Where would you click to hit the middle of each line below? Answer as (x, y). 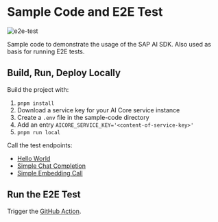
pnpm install (36, 103)
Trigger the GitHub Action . (44, 211)
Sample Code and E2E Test (85, 12)
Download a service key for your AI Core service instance (98, 110)
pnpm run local (39, 132)
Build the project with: (38, 89)
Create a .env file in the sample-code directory (83, 117)
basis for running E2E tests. (46, 51)
